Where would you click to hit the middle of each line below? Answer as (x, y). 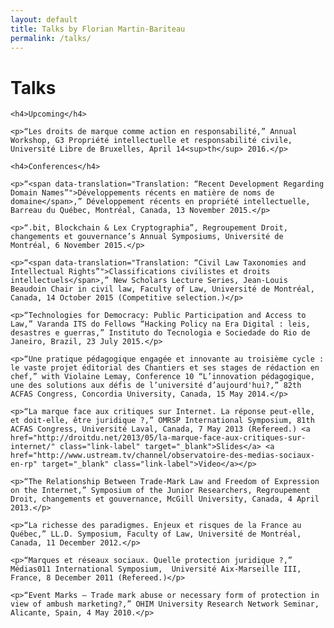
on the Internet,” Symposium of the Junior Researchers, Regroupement (160, 491)
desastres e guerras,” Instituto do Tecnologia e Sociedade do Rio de (160, 333)
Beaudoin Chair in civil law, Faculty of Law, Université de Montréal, (162, 289)
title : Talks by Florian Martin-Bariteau (98, 29)
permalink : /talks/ (51, 38)
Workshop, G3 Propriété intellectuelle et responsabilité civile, (151, 141)
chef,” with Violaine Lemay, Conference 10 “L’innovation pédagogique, (162, 377)
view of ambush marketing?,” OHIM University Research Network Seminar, (165, 604)
